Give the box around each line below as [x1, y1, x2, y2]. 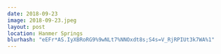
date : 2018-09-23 [7, 10, 58, 18]
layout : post [7, 23, 46, 30]
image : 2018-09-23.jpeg [7, 17, 77, 24]
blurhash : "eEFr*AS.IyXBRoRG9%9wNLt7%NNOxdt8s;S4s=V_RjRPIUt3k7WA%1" [7, 36, 215, 43]
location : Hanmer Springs [7, 29, 83, 37]
